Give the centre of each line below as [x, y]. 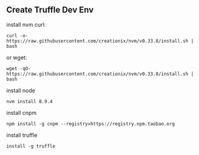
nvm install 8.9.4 [29, 101]
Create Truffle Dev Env [50, 10]
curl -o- [17, 36]
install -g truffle [31, 146]
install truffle [22, 135]
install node [21, 90]
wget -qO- [19, 68]
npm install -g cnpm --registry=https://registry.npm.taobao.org [90, 124]
